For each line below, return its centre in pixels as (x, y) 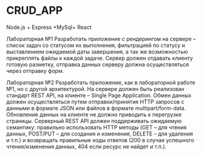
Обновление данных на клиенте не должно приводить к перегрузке (94, 114)
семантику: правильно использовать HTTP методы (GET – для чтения (96, 127)
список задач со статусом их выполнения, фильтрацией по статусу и (96, 45)
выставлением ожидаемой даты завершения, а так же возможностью (97, 51)
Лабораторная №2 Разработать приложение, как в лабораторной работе (101, 83)
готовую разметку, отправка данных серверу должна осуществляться (98, 64)
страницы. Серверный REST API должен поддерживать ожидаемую (94, 120)
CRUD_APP (35, 11)
